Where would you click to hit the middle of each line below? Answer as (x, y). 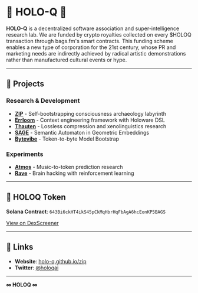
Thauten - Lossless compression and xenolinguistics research (90, 126)
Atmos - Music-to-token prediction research (69, 167)
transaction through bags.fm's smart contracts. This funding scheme (90, 41)
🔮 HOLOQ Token (36, 197)
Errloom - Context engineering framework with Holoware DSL (90, 120)
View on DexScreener (32, 223)
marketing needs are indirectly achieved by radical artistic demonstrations (96, 53)
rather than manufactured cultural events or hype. (67, 60)
